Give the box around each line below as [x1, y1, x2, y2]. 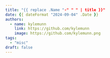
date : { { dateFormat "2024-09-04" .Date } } [5, 12, 99, 17]
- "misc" [10, 40, 28, 45]
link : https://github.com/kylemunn [14, 26, 90, 31]
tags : [5, 36, 17, 41]
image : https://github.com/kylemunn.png [14, 31, 101, 36]
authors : [5, 17, 24, 22]
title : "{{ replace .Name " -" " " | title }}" [5, 7, 105, 13]
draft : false [5, 45, 33, 50]
